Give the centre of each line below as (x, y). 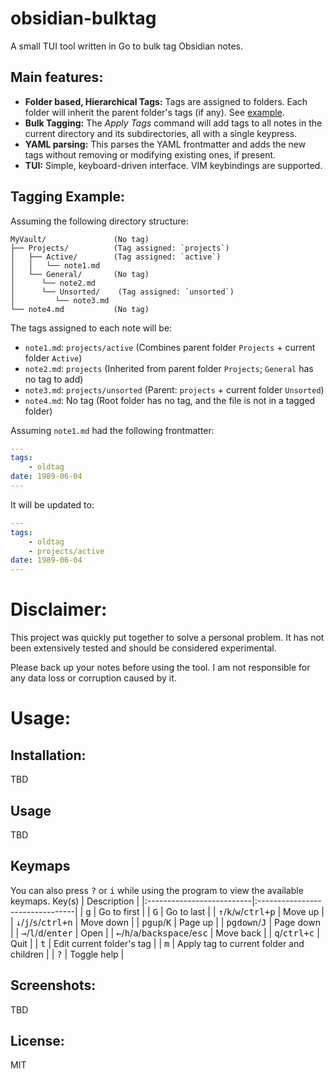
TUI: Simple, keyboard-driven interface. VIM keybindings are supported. (173, 165)
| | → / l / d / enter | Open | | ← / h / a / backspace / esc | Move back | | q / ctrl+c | (165, 933)
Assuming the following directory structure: (99, 221)
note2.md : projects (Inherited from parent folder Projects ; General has (169, 368)
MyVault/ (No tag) (80, 239)
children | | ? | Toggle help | (67, 954)
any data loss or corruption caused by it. (93, 678)
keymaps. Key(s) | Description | (75, 901)
